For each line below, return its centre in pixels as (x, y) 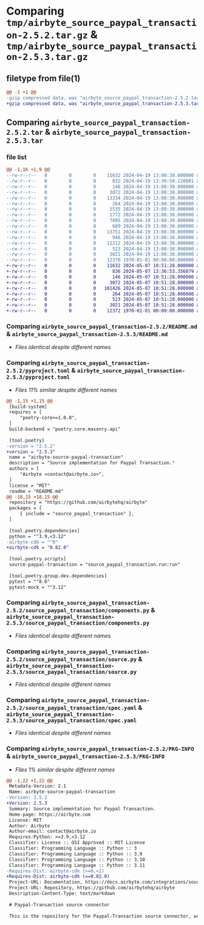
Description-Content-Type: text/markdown (62, 893)
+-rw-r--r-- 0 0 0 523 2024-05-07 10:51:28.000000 (100, 300)
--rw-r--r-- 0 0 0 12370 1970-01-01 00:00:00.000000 (100, 260)
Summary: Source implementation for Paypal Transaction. (82, 808)
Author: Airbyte (29, 826)
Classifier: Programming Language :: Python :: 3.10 (77, 859)
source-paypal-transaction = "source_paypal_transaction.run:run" (95, 565)
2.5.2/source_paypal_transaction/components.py (78, 611)
